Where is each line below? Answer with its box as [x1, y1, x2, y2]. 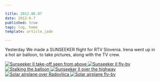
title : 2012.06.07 [5, 11, 42, 16]
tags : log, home [5, 25, 38, 29]
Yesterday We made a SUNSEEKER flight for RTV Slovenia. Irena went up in [5, 47, 155, 53]
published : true [5, 20, 38, 25]
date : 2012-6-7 [5, 15, 36, 21]
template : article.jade [5, 29, 53, 34]
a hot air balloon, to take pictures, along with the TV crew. [5, 52, 120, 58]
